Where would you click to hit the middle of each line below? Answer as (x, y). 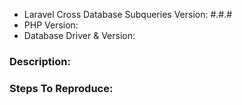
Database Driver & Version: (79, 35)
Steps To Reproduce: (61, 88)
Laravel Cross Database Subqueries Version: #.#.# (128, 14)
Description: (40, 61)
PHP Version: (51, 25)
